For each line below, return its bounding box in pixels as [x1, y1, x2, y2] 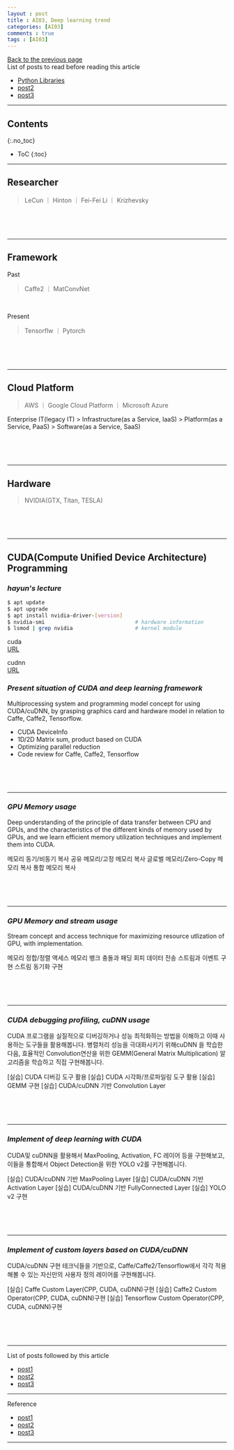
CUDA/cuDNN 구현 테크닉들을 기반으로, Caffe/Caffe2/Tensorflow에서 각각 [7, 1262, 214, 1270]
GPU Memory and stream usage [7, 915, 118, 925]
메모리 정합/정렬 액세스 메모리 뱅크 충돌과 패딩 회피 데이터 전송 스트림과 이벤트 [7, 954, 219, 962]
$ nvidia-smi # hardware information [7, 618, 204, 625]
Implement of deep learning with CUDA [7, 1135, 143, 1144]
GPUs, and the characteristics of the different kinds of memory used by [7, 825, 212, 834]
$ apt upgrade [7, 605, 49, 613]
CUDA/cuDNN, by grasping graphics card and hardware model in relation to [7, 706, 225, 715]
